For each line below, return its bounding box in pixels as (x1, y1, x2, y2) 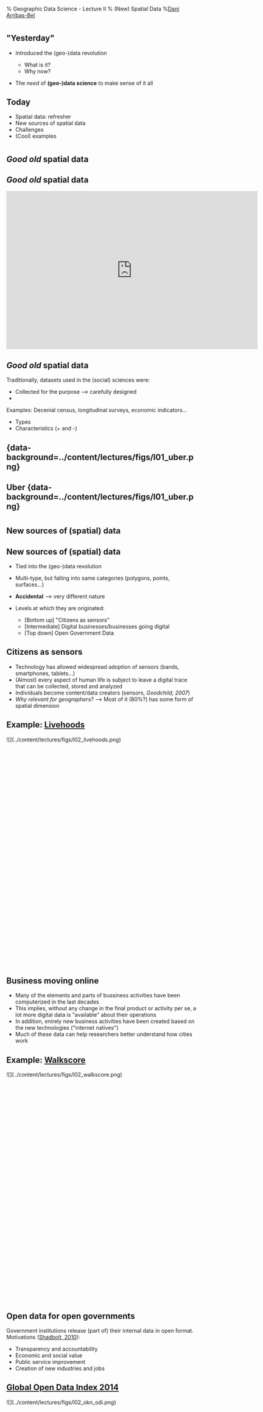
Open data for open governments (6, 1311, 135, 1321)
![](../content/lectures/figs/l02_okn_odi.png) (6, 1399, 117, 1406)
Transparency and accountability (15, 1346, 98, 1353)
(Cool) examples (15, 132, 57, 140)
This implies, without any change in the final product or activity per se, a (15, 1005, 197, 1012)
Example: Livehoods (6, 719, 85, 730)
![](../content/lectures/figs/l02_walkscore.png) (6, 1071, 123, 1079)
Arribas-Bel (6, 12, 35, 19)
